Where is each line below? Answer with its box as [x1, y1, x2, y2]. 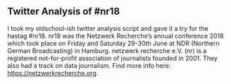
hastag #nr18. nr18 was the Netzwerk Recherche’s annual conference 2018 [7, 31, 224, 40]
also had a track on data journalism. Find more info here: [7, 61, 171, 69]
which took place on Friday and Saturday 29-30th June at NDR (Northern [7, 38, 220, 48]
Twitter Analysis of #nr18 [7, 6, 120, 17]
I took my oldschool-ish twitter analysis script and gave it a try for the [7, 24, 209, 32]
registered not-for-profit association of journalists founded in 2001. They [7, 54, 218, 62]
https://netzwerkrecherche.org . [7, 69, 99, 77]
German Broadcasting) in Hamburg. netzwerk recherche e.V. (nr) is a [7, 46, 207, 55]
